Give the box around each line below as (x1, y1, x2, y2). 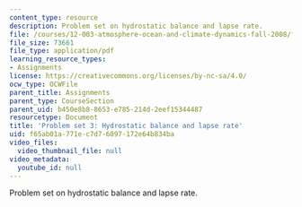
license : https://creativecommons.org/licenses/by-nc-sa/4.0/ (9, 72, 247, 81)
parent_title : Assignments (9, 88, 111, 97)
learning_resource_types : (9, 55, 106, 64)
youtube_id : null (17, 163, 83, 172)
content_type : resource (9, 13, 99, 22)
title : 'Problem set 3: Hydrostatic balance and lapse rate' (9, 122, 244, 131)
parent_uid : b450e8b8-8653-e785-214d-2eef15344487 (9, 105, 203, 114)
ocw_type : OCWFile (9, 80, 78, 89)
